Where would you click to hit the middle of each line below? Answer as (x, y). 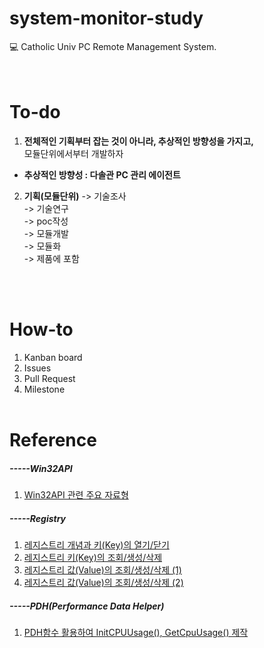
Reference (53, 440)
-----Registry (38, 518)
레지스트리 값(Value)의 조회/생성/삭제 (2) (103, 582)
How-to (41, 329)
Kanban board (53, 357)
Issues (37, 368)
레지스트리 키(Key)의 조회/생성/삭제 (93, 557)
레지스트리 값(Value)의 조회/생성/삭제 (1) (102, 569)
